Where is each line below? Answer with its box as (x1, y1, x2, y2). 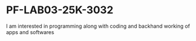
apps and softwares (6, 28, 55, 35)
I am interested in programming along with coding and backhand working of (6, 23, 190, 29)
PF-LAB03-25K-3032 (6, 3, 114, 17)
